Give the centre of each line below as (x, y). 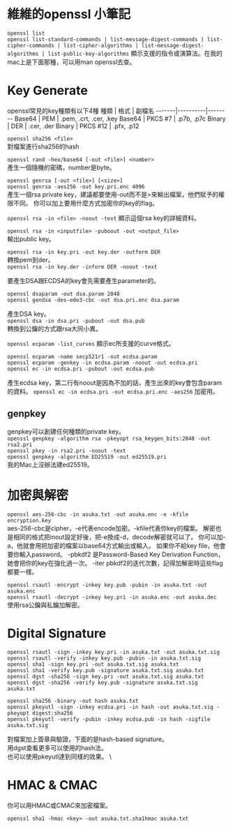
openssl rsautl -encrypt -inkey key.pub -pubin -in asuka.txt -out (107, 585)
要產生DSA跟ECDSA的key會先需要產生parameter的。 (84, 280)
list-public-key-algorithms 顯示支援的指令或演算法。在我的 (135, 53)
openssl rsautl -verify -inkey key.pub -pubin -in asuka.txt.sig (104, 658)
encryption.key (29, 520)
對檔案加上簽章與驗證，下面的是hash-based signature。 (88, 739)
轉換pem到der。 (31, 259)
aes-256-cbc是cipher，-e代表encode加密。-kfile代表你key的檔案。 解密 (112, 528)
